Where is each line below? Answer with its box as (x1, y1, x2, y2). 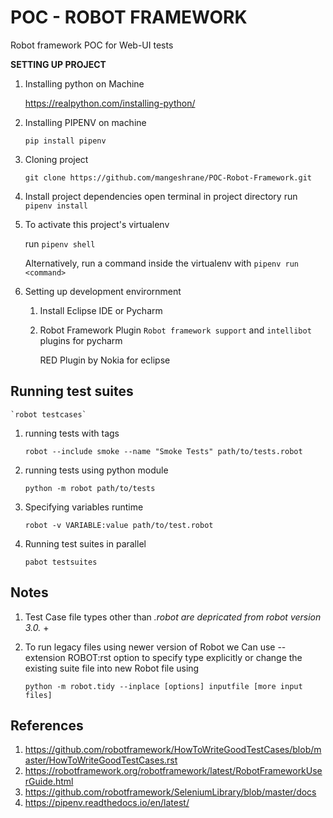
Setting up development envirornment (24, 285, 182, 297)
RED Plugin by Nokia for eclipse (39, 354, 171, 366)
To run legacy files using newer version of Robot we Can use (24, 641, 276, 653)
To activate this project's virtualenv (24, 218, 170, 230)
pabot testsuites (24, 557, 98, 567)
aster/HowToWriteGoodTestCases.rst (24, 754, 178, 766)
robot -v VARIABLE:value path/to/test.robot (24, 520, 214, 530)
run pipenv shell (24, 237, 96, 250)
